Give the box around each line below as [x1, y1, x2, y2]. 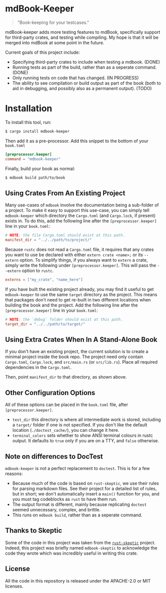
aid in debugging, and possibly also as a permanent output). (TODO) [12, 85, 152, 91]
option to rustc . [22, 267, 54, 274]
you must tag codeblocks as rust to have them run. [12, 496, 117, 502]
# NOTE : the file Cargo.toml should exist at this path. [5, 233, 125, 238]
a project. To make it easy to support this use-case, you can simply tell [5, 207, 150, 213]
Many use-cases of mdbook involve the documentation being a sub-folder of [5, 202, 159, 208]
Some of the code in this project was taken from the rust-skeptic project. [5, 539, 156, 545]
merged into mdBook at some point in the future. [5, 39, 105, 45]
